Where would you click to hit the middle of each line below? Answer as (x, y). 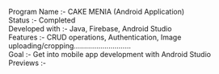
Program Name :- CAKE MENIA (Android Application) (97, 12)
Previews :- (27, 63)
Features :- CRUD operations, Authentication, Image (95, 37)
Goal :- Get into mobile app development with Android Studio (110, 54)
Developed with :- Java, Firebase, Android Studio (90, 29)
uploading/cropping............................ (70, 46)
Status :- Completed (42, 20)
